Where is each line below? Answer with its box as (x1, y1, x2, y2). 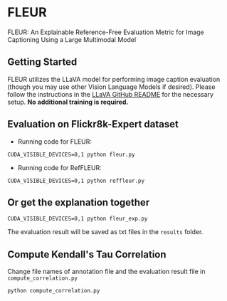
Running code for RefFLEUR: (17, 163, 102, 171)
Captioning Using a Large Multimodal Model (7, 35, 137, 43)
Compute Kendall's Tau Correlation (7, 248, 167, 260)
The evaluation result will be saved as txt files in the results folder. (7, 228, 204, 236)
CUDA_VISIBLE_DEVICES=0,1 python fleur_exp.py (7, 215, 148, 223)
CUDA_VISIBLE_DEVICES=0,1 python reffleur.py (7, 177, 144, 184)
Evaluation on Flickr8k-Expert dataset (7, 118, 179, 130)
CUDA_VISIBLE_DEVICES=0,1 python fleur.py (7, 151, 135, 158)
